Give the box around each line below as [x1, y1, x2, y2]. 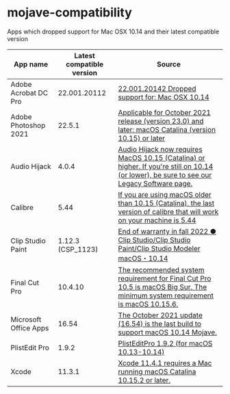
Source [156, 60, 181, 69]
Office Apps [10, 323, 49, 332]
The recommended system [118, 265, 205, 274]
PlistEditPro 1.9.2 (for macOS [118, 339, 213, 348]
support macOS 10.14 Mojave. [118, 327, 218, 337]
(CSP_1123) [57, 244, 99, 254]
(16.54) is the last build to [118, 319, 202, 328]
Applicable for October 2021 [118, 107, 211, 117]
